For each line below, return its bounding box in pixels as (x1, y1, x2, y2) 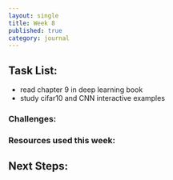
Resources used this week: (8, 134, 116, 146)
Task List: (8, 63, 58, 77)
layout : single (8, 11, 59, 20)
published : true (8, 26, 62, 34)
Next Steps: (8, 159, 68, 173)
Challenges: (8, 113, 57, 124)
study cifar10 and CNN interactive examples (19, 94, 166, 103)
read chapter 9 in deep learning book (19, 85, 143, 94)
